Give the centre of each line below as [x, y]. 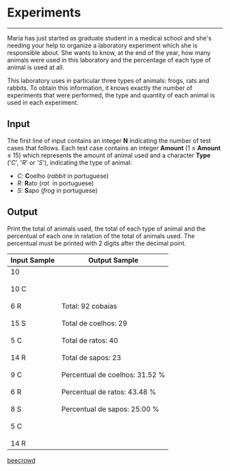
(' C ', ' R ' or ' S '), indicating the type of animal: [69, 162]
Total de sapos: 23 [91, 357]
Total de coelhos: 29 [94, 323]
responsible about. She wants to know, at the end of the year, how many [109, 52]
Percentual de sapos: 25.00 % [110, 409]
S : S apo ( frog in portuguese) [57, 190]
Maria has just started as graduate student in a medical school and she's [110, 38]
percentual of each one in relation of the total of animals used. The [101, 235]
